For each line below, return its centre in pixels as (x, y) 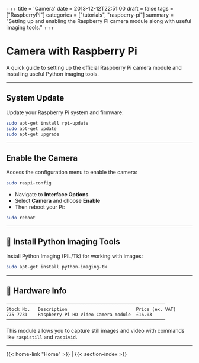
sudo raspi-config (29, 183)
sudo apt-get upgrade (33, 134)
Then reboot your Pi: (40, 207)
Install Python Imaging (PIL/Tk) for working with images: (75, 256)
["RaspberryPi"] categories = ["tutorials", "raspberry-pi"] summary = (90, 15)
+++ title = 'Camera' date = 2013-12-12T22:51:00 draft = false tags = (90, 9)
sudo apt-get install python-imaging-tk (57, 267)
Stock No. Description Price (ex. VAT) (91, 310)
